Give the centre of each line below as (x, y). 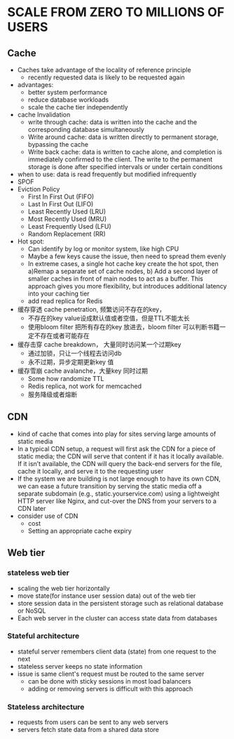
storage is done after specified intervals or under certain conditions (125, 167)
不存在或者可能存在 (62, 335)
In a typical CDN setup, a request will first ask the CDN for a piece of (116, 448)
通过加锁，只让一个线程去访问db (75, 353)
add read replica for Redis (65, 301)
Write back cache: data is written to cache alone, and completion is (125, 152)
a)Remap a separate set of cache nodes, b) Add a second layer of (123, 271)
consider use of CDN (48, 516)
